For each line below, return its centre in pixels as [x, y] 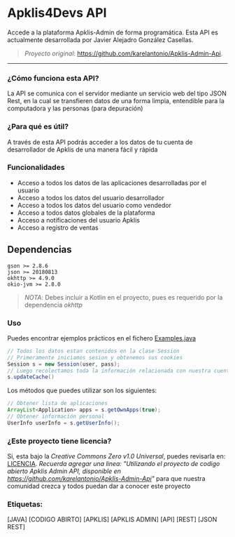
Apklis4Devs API [57, 13]
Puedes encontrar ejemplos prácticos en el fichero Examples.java [102, 338]
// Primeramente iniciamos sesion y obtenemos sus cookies [95, 357]
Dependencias [40, 250]
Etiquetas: [25, 505]
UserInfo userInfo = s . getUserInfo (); [64, 423]
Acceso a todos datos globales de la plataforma [86, 213]
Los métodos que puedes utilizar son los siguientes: [82, 390]
